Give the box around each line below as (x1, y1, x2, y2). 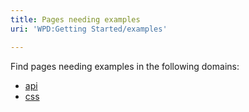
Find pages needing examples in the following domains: (10, 60, 240, 72)
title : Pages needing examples (10, 14, 141, 25)
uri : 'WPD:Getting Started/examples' (10, 24, 168, 34)
